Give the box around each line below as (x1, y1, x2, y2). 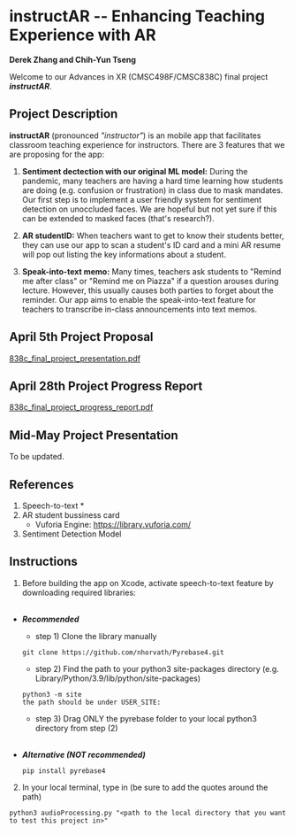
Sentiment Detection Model (21, 529, 122, 539)
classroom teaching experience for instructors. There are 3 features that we (9, 139, 285, 150)
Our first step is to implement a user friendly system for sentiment (21, 194, 262, 205)
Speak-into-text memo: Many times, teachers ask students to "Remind (21, 266, 282, 276)
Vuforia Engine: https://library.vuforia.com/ (34, 520, 192, 529)
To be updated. (9, 452, 64, 462)
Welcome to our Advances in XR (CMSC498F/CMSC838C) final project (9, 71, 269, 81)
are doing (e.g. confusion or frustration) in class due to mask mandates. (21, 184, 284, 196)
